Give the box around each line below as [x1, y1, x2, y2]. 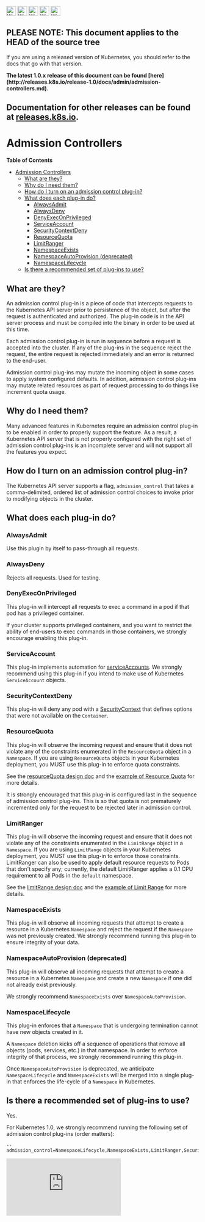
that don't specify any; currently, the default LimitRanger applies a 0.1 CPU [6, 865, 193, 873]
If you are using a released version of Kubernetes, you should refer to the [6, 53, 190, 60]
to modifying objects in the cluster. [6, 495, 93, 502]
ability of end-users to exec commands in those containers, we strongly [6, 628, 187, 635]
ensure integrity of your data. [6, 939, 80, 946]
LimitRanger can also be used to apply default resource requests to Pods [6, 859, 190, 867]
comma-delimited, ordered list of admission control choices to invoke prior [6, 489, 194, 496]
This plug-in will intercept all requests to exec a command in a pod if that [6, 603, 190, 610]
